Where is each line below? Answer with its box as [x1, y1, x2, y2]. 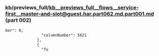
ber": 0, [5, 28, 24, 33]
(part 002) [5, 17, 31, 24]
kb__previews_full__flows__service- [48, 4, 139, 11]
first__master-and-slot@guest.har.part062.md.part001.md [5, 10, 154, 17]
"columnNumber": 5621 [41, 33, 87, 38]
